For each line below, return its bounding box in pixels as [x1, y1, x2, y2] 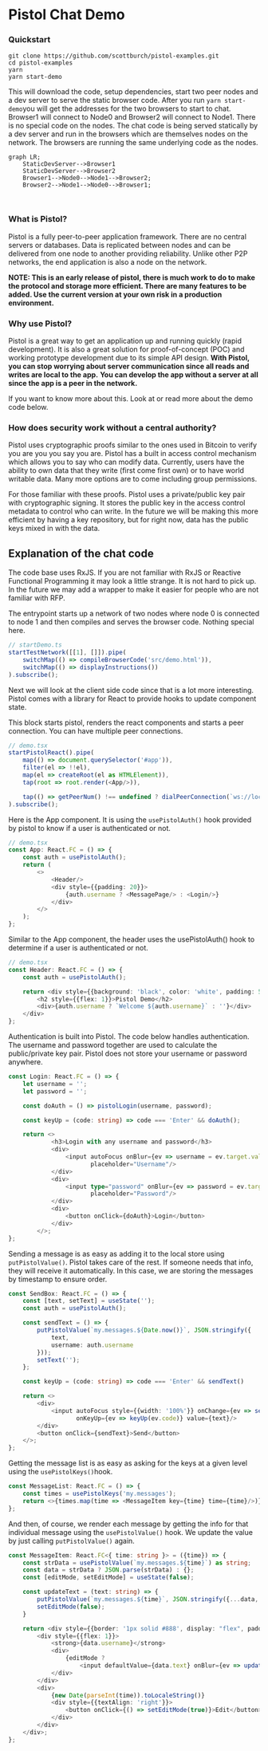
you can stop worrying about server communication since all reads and [8, 361, 250, 372]
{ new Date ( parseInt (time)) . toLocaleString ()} [50, 1691, 205, 1699]
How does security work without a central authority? [8, 423, 217, 433]
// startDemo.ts [8, 641, 62, 649]
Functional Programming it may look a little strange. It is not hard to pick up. [8, 576, 257, 586]
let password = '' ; [22, 1087, 88, 1096]
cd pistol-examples [8, 59, 73, 67]
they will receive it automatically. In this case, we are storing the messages [8, 1265, 254, 1275]
